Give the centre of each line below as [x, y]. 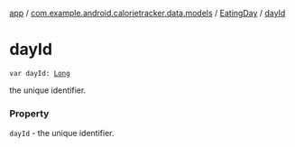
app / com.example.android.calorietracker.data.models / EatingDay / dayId [147, 13]
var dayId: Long [40, 73]
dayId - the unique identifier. [62, 133]
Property [29, 114]
